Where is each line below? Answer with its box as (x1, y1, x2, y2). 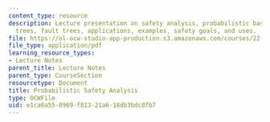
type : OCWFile (8, 94, 56, 102)
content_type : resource (8, 11, 88, 20)
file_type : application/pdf (8, 42, 103, 50)
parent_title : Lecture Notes (8, 64, 106, 72)
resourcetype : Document (8, 79, 88, 87)
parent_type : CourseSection (8, 71, 103, 79)
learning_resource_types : (8, 49, 95, 57)
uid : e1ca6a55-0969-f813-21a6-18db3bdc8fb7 (8, 101, 157, 109)
